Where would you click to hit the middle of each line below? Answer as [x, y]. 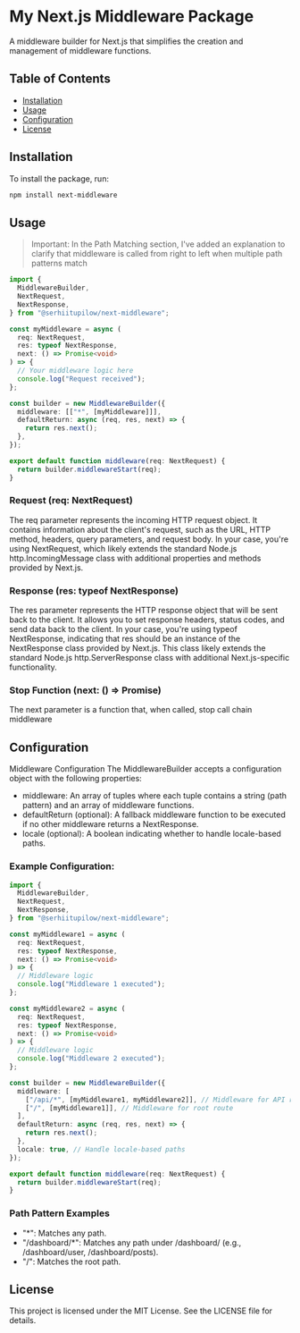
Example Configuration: [62, 866]
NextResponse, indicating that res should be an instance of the [125, 639]
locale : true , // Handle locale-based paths [101, 1149]
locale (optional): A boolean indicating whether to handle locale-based [151, 834]
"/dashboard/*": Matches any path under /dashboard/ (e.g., [132, 1242]
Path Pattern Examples [59, 1213]
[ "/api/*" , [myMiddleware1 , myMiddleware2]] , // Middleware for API [155, 1100]
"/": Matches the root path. [71, 1261]
